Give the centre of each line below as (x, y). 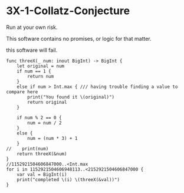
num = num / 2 (45, 123)
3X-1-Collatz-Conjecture (68, 11)
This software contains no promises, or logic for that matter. (79, 38)
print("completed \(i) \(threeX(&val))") (68, 179)
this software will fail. (32, 50)
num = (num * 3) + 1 (52, 138)
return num (41, 76)
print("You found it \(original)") (71, 97)
